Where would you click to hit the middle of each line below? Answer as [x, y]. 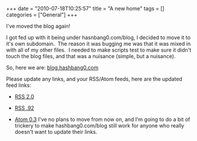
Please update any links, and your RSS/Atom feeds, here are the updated [94, 79]
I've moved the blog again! [38, 26]
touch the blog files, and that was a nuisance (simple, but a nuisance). [91, 56]
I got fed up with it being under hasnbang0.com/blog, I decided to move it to [98, 37]
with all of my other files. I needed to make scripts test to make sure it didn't [99, 50]
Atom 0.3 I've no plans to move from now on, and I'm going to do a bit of [102, 119]
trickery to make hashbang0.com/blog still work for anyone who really [99, 125]
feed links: [19, 85]
